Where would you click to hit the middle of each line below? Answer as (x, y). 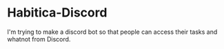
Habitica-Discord (57, 13)
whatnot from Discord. (39, 39)
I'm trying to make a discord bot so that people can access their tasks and (112, 32)
